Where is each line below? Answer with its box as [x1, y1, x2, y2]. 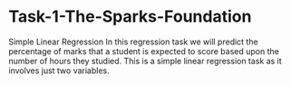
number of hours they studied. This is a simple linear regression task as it [8, 55, 282, 66]
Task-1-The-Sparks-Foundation [8, 6, 252, 27]
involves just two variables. [8, 65, 110, 76]
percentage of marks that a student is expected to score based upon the [8, 45, 280, 56]
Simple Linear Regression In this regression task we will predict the [8, 36, 259, 47]
